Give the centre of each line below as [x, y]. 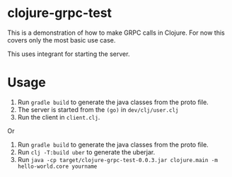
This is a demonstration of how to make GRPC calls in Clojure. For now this [116, 33]
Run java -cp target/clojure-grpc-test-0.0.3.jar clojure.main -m [117, 159]
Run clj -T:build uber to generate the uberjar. [86, 152]
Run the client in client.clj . [59, 117]
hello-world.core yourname [57, 166]
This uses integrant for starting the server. [69, 54]
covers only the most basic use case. [62, 40]
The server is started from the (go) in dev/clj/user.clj [98, 109]
